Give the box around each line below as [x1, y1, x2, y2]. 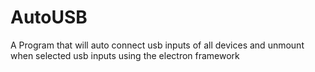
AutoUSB [10, 6, 88, 29]
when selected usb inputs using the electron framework [10, 49, 240, 61]
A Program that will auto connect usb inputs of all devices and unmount [10, 39, 305, 51]
